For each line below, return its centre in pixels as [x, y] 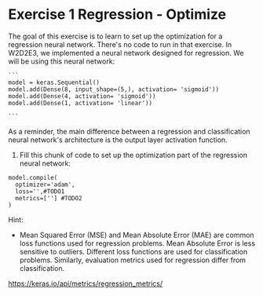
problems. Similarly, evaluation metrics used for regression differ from [132, 260]
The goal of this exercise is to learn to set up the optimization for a [115, 36]
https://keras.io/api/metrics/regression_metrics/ [86, 283]
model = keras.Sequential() [54, 82]
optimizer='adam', [46, 185]
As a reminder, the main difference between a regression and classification [129, 131]
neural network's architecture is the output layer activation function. [118, 140]
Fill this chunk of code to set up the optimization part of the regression [133, 155]
